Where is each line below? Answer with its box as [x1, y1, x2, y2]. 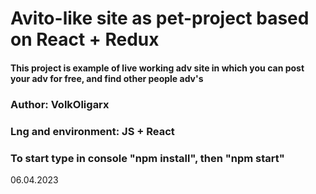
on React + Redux [10, 28, 160, 51]
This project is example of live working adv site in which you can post [10, 62, 305, 74]
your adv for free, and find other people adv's [10, 72, 204, 84]
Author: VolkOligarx [10, 97, 110, 111]
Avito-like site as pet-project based [10, 7, 310, 30]
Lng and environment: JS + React [10, 124, 175, 138]
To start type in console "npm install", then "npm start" [10, 151, 285, 165]
